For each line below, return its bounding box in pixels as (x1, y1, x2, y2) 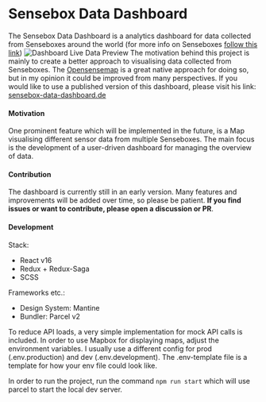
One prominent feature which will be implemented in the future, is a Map (8, 126, 245, 136)
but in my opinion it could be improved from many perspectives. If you (8, 73, 238, 83)
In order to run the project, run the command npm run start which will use (8, 376, 250, 385)
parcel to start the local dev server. (8, 385, 123, 394)
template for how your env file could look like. (8, 361, 157, 370)
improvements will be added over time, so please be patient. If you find (8, 195, 242, 205)
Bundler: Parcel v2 (19, 311, 81, 321)
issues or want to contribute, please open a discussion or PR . (8, 204, 214, 214)
